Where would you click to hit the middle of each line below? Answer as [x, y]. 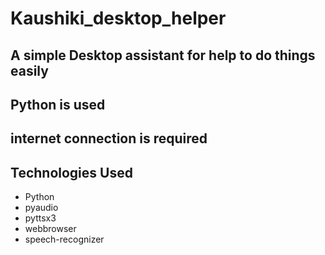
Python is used [58, 104]
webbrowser [50, 229]
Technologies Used [71, 172]
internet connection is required [109, 138]
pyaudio [41, 208]
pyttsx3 [40, 218]
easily [29, 70]
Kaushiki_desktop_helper [118, 18]
